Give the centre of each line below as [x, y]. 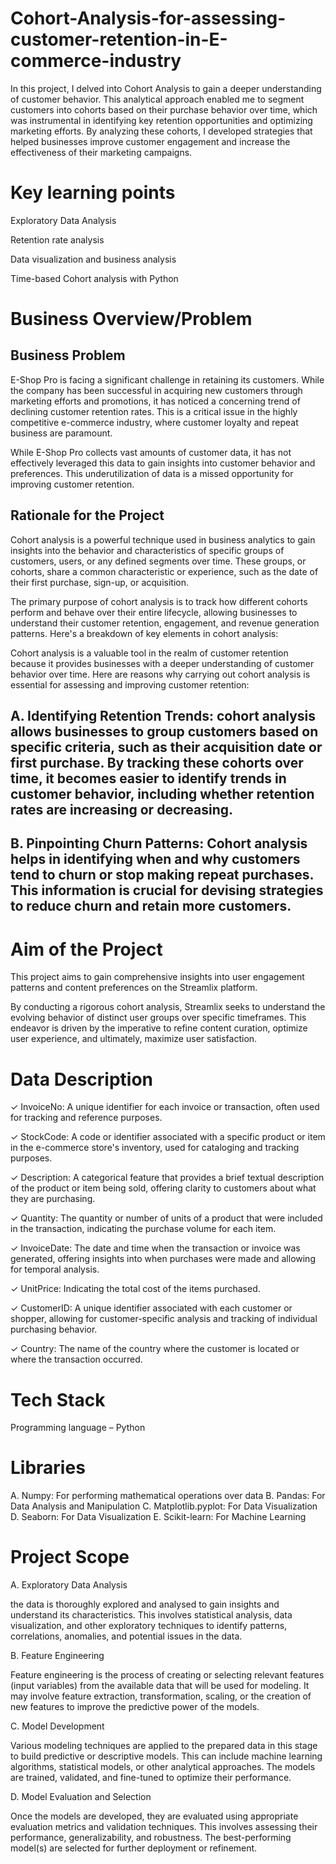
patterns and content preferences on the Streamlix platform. [134, 988]
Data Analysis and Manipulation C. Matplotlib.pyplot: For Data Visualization [164, 1506]
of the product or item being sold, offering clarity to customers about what [163, 1188]
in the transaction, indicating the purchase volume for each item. [143, 1229]
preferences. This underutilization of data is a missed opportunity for [152, 473]
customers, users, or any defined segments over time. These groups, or [158, 561]
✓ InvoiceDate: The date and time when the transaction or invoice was [155, 1248]
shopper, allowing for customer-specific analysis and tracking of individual [164, 1319]
